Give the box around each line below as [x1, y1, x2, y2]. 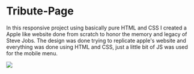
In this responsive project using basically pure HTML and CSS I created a [6, 24, 187, 31]
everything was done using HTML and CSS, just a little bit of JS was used [6, 43, 188, 51]
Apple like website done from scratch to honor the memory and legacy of [6, 30, 187, 37]
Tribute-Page [6, 4, 74, 18]
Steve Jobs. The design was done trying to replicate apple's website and [6, 37, 186, 44]
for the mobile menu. [6, 49, 58, 57]
